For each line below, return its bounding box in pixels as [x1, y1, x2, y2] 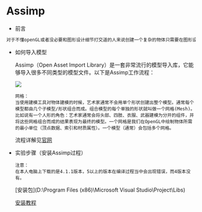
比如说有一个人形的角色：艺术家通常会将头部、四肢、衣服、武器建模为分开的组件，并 [14, 112, 194, 118]
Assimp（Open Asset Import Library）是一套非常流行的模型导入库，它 [14, 61, 189, 68]
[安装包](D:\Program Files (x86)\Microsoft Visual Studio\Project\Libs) [14, 186, 186, 193]
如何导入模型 [14, 48, 47, 55]
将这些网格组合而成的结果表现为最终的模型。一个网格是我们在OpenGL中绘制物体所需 [14, 118, 192, 124]
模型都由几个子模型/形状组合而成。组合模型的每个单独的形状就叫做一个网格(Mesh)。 [14, 106, 195, 112]
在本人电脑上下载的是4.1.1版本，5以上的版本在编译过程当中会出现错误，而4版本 [14, 168, 186, 175]
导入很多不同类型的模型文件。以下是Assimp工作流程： [20, 68, 155, 76]
